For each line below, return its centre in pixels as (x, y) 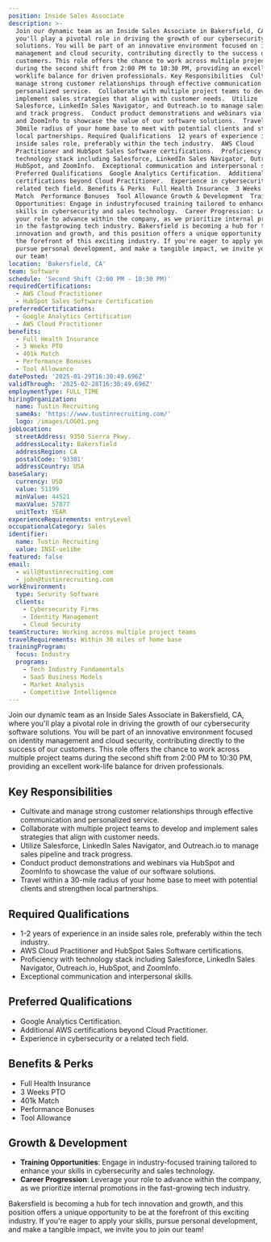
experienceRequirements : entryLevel (70, 519)
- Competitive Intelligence (70, 692)
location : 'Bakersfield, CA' (57, 263)
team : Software (34, 272)
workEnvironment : (38, 587)
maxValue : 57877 (43, 504)
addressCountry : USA (50, 467)
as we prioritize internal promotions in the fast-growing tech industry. (135, 1188)
